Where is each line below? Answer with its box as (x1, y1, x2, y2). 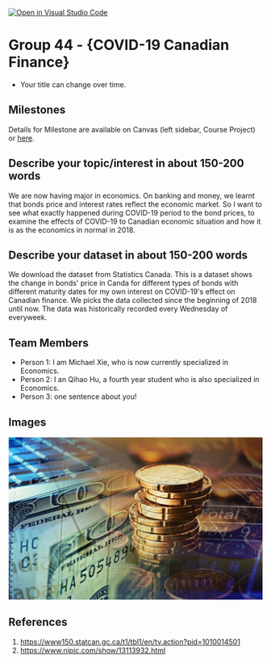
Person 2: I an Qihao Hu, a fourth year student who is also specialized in (19, 375, 260, 384)
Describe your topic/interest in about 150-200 (8, 157, 244, 170)
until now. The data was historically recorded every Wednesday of (8, 304, 228, 314)
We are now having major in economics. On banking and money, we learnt (8, 191, 256, 200)
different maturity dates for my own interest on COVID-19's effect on (8, 287, 236, 296)
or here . (8, 133, 35, 143)
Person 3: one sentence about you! (19, 392, 137, 401)
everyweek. (8, 313, 48, 322)
